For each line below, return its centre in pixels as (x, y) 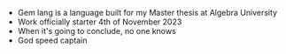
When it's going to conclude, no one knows (97, 31)
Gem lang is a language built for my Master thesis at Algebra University (147, 13)
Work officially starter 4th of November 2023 (100, 22)
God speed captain (52, 40)
